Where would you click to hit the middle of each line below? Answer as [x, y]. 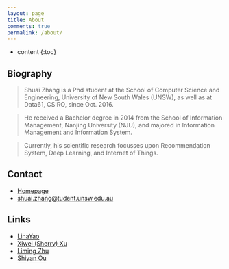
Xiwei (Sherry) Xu [42, 243]
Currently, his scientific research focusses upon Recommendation [117, 146]
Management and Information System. [78, 132]
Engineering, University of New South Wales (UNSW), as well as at [118, 97]
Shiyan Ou [32, 258]
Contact [25, 174]
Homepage [33, 191]
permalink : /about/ [35, 33]
